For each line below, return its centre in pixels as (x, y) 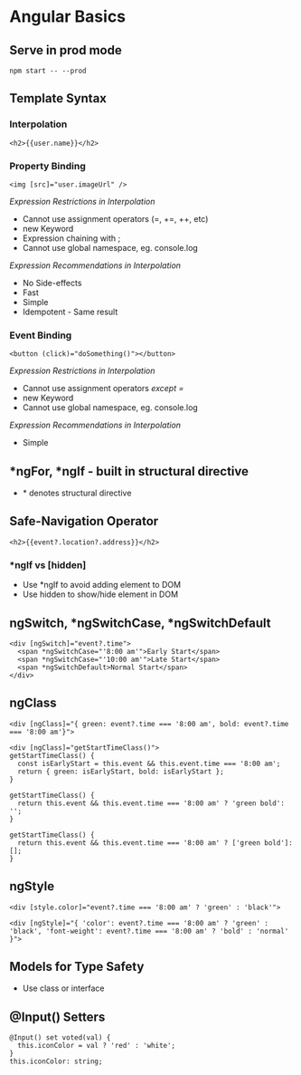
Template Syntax (58, 98)
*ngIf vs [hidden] (48, 565)
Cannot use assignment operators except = (103, 389)
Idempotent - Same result (70, 312)
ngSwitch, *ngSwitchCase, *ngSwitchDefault (140, 623)
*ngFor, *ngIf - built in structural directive (129, 471)
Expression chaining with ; (71, 238)
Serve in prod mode (66, 50)
